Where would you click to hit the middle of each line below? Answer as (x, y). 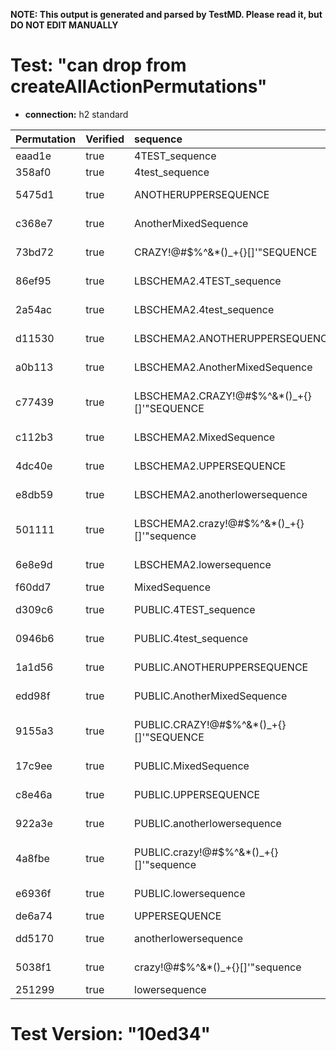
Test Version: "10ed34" (111, 1034)
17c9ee (34, 766)
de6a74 (34, 916)
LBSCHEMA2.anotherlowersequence (221, 494)
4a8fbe (32, 858)
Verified (105, 139)
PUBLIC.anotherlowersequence (208, 823)
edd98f (33, 696)
